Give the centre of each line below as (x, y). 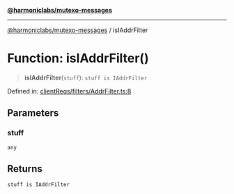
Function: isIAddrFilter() (78, 58)
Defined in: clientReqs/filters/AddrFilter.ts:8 (69, 91)
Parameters (33, 113)
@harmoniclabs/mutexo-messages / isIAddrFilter (78, 30)
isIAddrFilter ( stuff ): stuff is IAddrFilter (86, 77)
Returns (25, 169)
